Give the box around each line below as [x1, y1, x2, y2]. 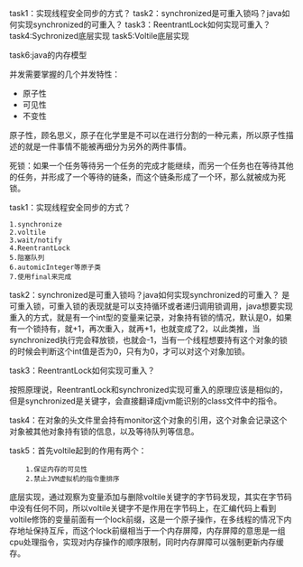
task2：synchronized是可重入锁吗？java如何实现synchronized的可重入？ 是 [9, 290, 290, 300]
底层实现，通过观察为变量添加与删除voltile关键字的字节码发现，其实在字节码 [9, 491, 293, 502]
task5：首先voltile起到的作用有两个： [9, 445, 147, 456]
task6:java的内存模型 [9, 50, 87, 60]
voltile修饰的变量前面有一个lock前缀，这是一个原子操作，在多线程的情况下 [9, 514, 284, 525]
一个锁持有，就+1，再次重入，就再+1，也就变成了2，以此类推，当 [16, 323, 261, 334]
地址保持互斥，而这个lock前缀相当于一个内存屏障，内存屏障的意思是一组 [16, 525, 286, 535]
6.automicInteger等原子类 [9, 263, 102, 272]
